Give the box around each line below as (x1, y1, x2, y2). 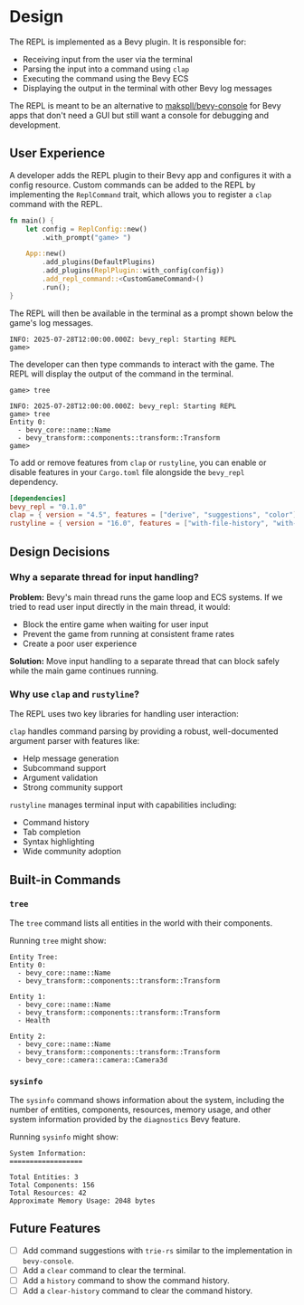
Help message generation (22, 753, 119, 764)
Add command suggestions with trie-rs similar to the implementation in (22, 1244, 293, 1255)
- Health (17, 1015, 51, 1024)
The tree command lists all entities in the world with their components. (9, 917, 273, 929)
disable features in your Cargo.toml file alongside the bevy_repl (9, 466, 245, 477)
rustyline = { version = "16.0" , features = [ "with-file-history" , (9, 519, 270, 529)
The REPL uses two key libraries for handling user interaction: (9, 709, 239, 719)
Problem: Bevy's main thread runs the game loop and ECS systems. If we (9, 591, 283, 603)
